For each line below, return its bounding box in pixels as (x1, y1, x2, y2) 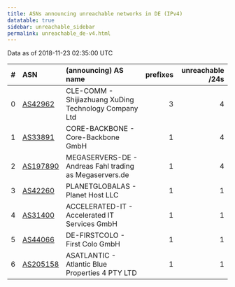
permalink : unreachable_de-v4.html (7, 29, 111, 37)
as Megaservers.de (65, 170, 129, 180)
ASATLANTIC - (65, 251, 117, 260)
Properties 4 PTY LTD (65, 268, 138, 278)
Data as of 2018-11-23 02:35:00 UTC (7, 49, 113, 57)
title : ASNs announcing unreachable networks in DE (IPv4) (7, 10, 183, 17)
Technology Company (65, 104, 138, 113)
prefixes (145, 70, 173, 80)
